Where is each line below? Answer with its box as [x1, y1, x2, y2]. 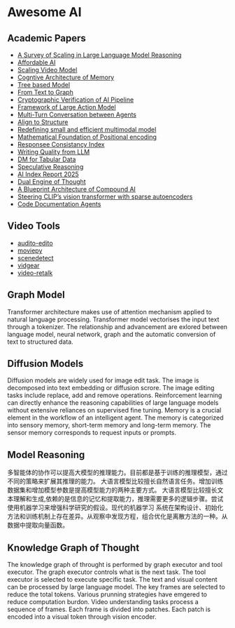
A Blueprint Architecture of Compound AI [17, 185, 136, 193]
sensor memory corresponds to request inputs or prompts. [7, 429, 177, 437]
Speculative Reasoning [17, 163, 84, 171]
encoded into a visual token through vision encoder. [7, 613, 157, 621]
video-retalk [17, 268, 53, 277]
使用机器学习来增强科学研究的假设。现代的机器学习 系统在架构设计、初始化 [7, 503, 224, 512]
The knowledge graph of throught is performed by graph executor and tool [7, 561, 222, 569]
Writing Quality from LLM [17, 148, 90, 156]
